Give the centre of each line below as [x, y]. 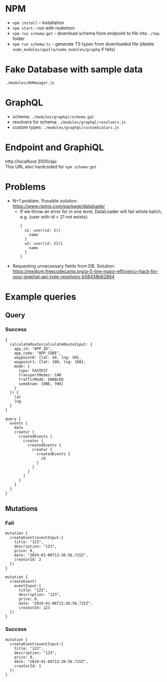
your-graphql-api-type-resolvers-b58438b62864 [63, 277]
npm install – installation [38, 23]
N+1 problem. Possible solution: [45, 200]
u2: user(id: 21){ [43, 244]
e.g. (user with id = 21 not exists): [54, 216]
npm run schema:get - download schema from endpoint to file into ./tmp [86, 33]
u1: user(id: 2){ [42, 230]
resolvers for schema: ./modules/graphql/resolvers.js [69, 122]
